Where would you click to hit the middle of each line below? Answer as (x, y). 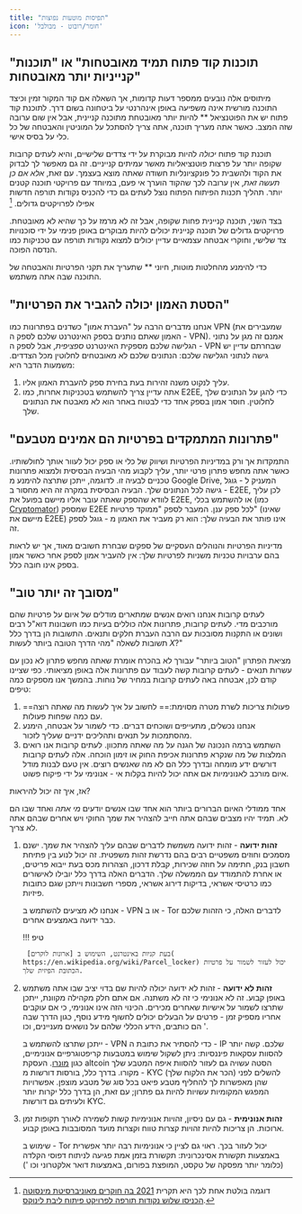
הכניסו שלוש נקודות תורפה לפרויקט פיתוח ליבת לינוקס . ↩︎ (119, 1200)
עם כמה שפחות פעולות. (62, 716)
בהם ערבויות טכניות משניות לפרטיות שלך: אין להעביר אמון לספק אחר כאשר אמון (145, 555)
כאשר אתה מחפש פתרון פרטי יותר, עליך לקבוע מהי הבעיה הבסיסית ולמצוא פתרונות (150, 470)
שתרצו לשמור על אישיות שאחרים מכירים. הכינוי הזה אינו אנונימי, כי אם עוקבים (153, 1007)
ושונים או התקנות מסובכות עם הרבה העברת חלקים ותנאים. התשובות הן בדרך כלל (146, 634)
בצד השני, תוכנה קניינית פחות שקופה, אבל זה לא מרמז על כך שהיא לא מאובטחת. (146, 221)
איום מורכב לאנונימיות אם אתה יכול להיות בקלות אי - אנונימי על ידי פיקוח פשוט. (155, 774)
